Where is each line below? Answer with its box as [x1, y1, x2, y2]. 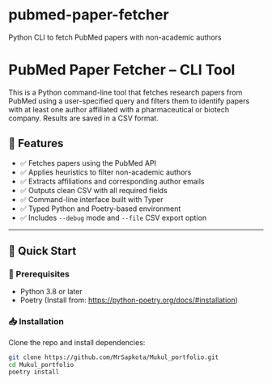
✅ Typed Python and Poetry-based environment [19, 204, 181, 213]
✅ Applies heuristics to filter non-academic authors [19, 167, 192, 177]
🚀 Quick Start [8, 244, 77, 258]
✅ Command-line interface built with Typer [19, 194, 164, 204]
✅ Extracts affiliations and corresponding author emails [19, 176, 205, 186]
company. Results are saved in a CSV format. [8, 113, 159, 123]
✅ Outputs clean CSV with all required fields [19, 185, 168, 195]
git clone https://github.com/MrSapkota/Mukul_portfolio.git [8, 353, 219, 361]
